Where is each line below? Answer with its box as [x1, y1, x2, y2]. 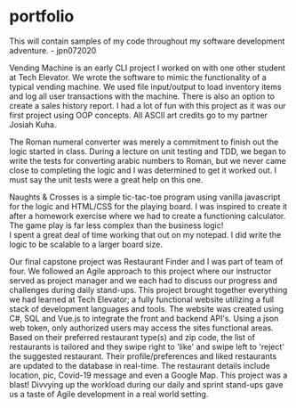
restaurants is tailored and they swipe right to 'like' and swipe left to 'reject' [9, 341, 284, 352]
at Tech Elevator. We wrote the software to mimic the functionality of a [9, 71, 267, 82]
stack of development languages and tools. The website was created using [9, 303, 284, 314]
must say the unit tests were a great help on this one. [9, 174, 204, 184]
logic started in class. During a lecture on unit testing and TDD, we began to [9, 145, 286, 157]
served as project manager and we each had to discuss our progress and [9, 274, 277, 286]
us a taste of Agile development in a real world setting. [9, 388, 209, 399]
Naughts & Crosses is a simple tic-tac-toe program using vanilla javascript [9, 192, 281, 202]
